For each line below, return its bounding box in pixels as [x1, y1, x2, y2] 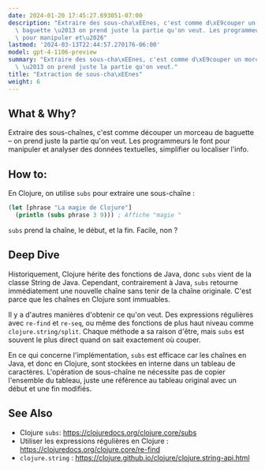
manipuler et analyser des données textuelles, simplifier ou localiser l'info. [8, 145, 249, 154]
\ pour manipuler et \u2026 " [15, 33, 108, 42]
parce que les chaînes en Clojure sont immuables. [8, 294, 171, 304]
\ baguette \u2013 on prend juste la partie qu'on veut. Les [15, 26, 221, 34]
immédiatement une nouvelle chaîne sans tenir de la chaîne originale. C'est [8, 286, 252, 295]
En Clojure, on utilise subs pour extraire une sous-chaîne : [8, 189, 196, 198]
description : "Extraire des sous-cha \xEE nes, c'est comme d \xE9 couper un [8, 19, 256, 27]
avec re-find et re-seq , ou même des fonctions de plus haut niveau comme [8, 318, 254, 328]
